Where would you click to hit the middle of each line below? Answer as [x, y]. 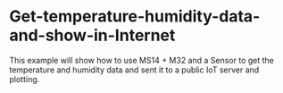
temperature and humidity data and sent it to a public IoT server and [134, 70]
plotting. [25, 79]
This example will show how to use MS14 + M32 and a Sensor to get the [142, 60]
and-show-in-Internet [92, 35]
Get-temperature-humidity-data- [135, 17]
